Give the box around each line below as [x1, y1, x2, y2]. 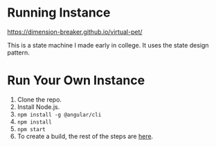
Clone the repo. [17, 95, 62, 104]
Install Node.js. [17, 102, 60, 111]
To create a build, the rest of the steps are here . [17, 132, 154, 140]
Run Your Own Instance [7, 72, 145, 88]
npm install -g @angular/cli [17, 111, 102, 118]
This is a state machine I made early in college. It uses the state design [7, 41, 209, 49]
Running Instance [7, 5, 111, 21]
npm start [17, 126, 46, 133]
